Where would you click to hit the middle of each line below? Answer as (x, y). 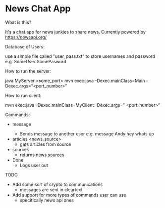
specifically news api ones (47, 200)
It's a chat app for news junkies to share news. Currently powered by (76, 32)
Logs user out (34, 165)
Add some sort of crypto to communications (57, 184)
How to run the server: (28, 71)
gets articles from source (45, 144)
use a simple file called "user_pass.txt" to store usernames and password (80, 56)
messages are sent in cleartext (51, 189)
